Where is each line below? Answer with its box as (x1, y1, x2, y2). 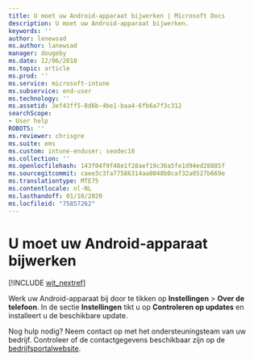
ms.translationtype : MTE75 (8, 177, 99, 186)
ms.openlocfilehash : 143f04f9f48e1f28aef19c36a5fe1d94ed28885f (8, 162, 226, 170)
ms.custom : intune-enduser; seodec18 (8, 147, 135, 155)
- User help (8, 117, 48, 125)
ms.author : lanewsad (8, 42, 78, 50)
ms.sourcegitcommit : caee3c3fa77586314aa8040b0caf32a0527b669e (8, 170, 226, 178)
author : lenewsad (8, 34, 67, 43)
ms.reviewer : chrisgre (8, 132, 85, 140)
